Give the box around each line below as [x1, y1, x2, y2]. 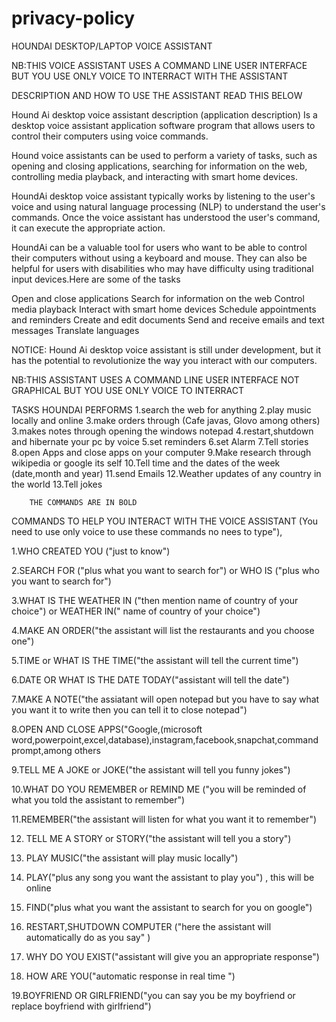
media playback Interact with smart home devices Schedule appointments [11, 303, 317, 315]
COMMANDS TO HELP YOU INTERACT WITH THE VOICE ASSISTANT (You [11, 515, 319, 527]
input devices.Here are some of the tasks [11, 273, 181, 285]
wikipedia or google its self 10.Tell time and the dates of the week [11, 457, 281, 469]
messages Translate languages [11, 324, 140, 336]
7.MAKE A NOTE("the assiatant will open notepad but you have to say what [11, 693, 320, 705]
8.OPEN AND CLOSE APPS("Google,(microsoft [11, 723, 203, 735]
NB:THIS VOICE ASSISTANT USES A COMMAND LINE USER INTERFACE [11, 59, 308, 71]
